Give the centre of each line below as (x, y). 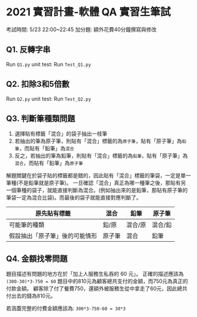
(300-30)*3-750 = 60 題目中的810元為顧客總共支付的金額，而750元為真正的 (97, 281)
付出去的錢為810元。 (31, 296)
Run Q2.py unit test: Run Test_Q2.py (49, 99)
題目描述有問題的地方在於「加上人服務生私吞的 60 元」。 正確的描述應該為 (95, 274)
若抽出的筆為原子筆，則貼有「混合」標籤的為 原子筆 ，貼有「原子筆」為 (98, 141)
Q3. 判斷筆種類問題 (40, 118)
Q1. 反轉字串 (28, 50)
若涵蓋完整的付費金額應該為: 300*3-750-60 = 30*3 (66, 308)
